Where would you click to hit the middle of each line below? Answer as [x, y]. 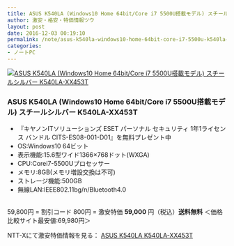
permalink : [23, 40]
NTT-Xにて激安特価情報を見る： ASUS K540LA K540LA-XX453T [100, 236]
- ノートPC [22, 53]
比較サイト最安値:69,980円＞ [49, 221]
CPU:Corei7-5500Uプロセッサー [63, 164]
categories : [24, 46]
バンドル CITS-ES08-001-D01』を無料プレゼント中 [99, 137]
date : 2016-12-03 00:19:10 [46, 33]
